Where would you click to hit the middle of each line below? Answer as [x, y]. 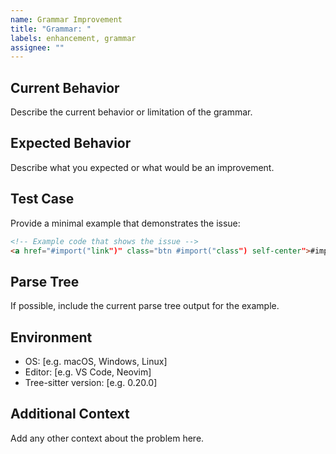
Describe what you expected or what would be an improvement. [142, 167]
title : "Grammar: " [51, 29]
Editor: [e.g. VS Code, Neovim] [88, 372]
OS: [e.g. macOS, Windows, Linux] [96, 362]
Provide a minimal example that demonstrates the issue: [125, 223]
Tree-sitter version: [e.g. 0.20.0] [91, 383]
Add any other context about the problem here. [107, 438]
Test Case [42, 199]
